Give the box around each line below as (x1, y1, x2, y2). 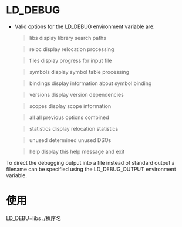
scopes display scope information (29, 102, 112, 109)
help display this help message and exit (29, 148, 125, 155)
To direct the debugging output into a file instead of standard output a (6, 159, 175, 166)
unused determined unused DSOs (29, 136, 112, 144)
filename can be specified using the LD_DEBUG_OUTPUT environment (6, 165, 176, 172)
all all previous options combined (29, 114, 110, 121)
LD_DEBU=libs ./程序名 (6, 215, 62, 222)
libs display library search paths (29, 34, 107, 41)
